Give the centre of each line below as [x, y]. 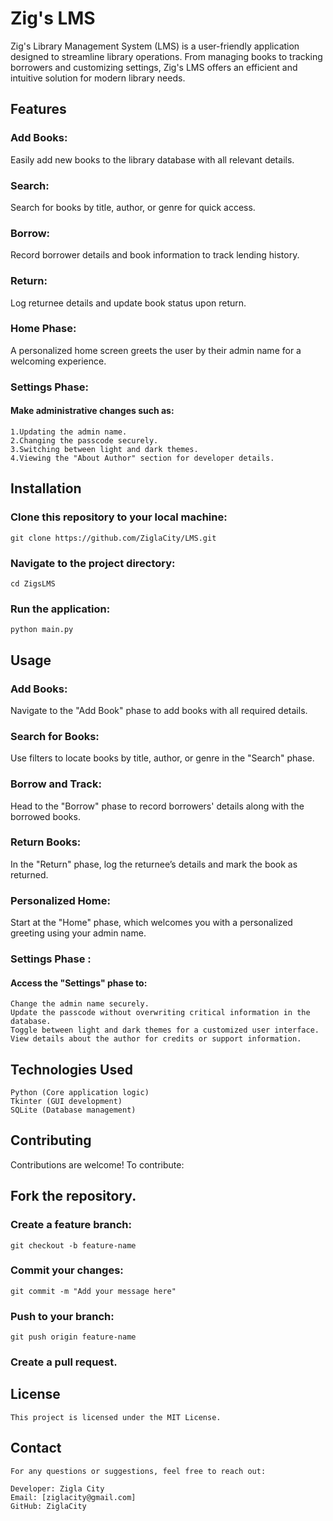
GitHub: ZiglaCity [48, 1506]
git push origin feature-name [73, 1337]
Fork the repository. [73, 1196]
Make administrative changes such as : [92, 411]
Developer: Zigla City [57, 1488]
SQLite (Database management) [73, 1110]
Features [38, 109]
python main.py [42, 630]
